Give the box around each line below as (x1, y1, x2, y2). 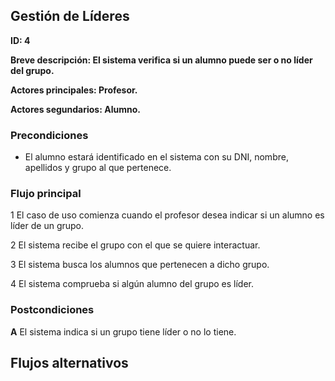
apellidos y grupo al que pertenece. (24, 162, 172, 174)
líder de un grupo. (10, 220, 85, 232)
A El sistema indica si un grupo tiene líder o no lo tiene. (10, 325, 237, 338)
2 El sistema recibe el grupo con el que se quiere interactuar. (10, 239, 261, 251)
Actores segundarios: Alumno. (10, 103, 141, 115)
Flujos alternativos (10, 355, 129, 372)
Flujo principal (10, 187, 82, 201)
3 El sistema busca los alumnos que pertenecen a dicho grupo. (10, 259, 270, 271)
